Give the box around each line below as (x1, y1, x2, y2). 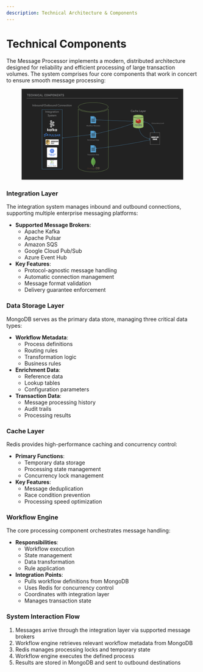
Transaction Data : (15, 392, 62, 399)
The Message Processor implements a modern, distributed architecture (6, 57, 186, 64)
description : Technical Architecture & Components (6, 10, 138, 16)
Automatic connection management (24, 273, 115, 281)
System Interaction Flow (6, 612, 80, 621)
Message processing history (24, 399, 96, 406)
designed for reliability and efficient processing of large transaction (6, 63, 176, 71)
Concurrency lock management (24, 472, 104, 479)
